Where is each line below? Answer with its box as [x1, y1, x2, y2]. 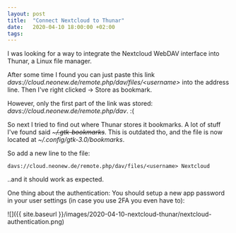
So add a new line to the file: [7, 149, 90, 157]
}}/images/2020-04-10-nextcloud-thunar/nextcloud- [58, 210, 212, 219]
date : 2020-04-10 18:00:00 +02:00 [7, 23, 115, 30]
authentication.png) [7, 217, 65, 226]
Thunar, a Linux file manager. [7, 57, 92, 66]
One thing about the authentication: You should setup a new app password [7, 189, 225, 198]
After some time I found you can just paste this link [7, 71, 155, 79]
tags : [7, 30, 23, 37]
